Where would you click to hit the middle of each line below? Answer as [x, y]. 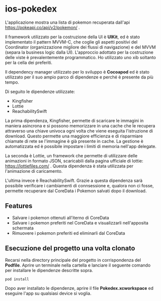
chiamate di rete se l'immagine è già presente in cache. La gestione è [74, 141]
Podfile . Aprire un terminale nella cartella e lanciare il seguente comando [78, 265]
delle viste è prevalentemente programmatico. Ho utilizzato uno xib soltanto [80, 57]
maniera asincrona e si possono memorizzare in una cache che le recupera [80, 126]
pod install [17, 279]
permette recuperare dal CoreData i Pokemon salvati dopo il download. [76, 191]
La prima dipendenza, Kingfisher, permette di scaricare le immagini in [74, 120]
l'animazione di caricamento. [34, 171]
